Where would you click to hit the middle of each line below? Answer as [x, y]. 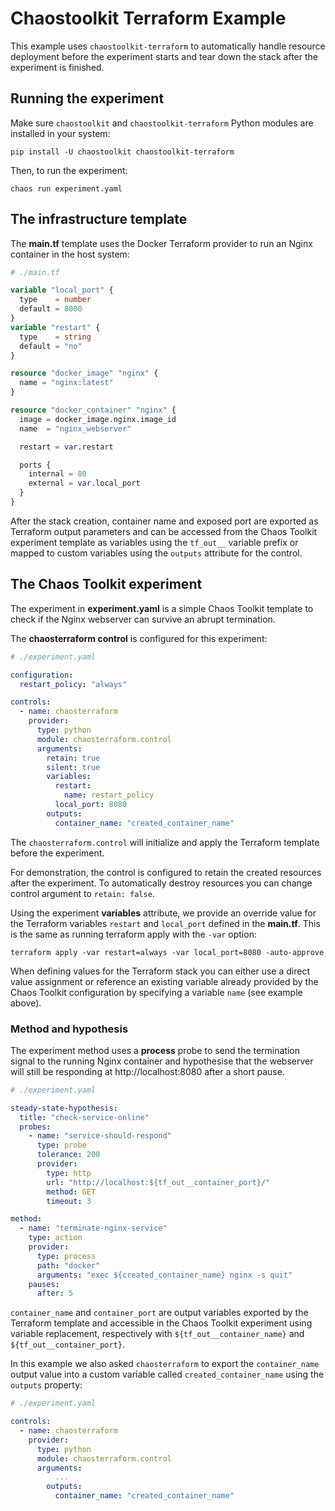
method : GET [71, 1192]
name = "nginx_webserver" [75, 428]
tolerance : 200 [68, 1155]
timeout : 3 [69, 1201]
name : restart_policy [109, 795]
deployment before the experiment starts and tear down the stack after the [164, 56]
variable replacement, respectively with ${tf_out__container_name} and [157, 1334]
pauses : [44, 1284]
